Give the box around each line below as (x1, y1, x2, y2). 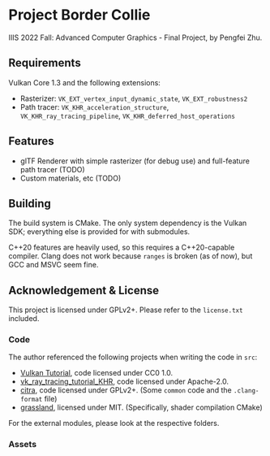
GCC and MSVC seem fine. (8, 260, 99, 270)
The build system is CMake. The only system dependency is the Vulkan (8, 218, 247, 228)
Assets (8, 439, 37, 450)
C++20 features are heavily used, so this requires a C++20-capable (8, 242, 235, 253)
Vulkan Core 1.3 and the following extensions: (8, 77, 161, 87)
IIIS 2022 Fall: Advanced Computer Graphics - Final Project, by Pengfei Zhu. (8, 33, 263, 42)
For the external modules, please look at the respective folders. (8, 419, 220, 428)
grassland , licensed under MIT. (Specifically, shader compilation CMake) (19, 402, 264, 412)
